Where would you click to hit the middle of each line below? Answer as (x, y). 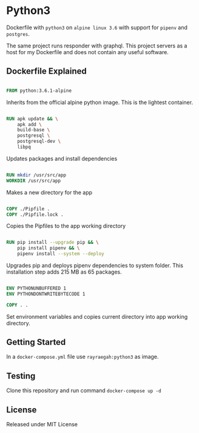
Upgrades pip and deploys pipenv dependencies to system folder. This (95, 265)
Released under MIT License (42, 424)
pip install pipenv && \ (49, 248)
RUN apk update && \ (32, 119)
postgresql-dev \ (39, 141)
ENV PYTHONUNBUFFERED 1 (36, 288)
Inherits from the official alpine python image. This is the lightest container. (99, 102)
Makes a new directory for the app (49, 192)
